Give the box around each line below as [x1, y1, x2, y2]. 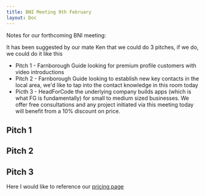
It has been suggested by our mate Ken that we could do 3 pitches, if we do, [6, 43, 199, 51]
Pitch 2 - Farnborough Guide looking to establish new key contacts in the [15, 75, 199, 82]
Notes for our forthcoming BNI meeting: [6, 31, 106, 39]
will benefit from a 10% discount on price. [15, 107, 121, 115]
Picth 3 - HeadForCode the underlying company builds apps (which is [15, 88, 192, 95]
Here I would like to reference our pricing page [6, 183, 124, 190]
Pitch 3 [6, 167, 34, 177]
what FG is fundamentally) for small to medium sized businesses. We [15, 94, 190, 102]
